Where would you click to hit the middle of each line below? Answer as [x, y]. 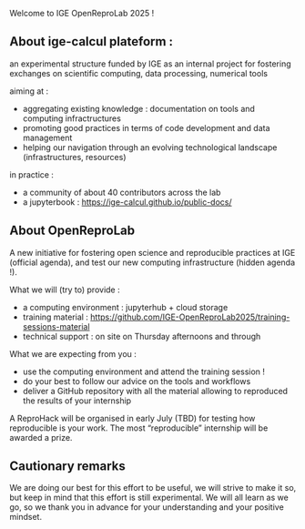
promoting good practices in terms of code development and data [146, 127]
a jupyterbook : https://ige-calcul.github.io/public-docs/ [127, 202]
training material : [56, 317]
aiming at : [29, 91]
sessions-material [56, 326]
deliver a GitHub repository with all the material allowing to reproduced [155, 391]
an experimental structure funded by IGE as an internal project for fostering [150, 64]
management [47, 137]
